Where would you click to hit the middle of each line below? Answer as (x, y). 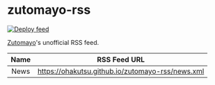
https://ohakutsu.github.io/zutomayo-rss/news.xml (121, 71)
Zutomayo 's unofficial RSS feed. (53, 42)
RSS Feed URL (121, 59)
